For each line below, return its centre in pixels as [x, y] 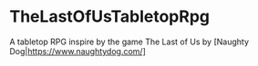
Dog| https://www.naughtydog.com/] [77, 51]
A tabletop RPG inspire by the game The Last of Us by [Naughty [129, 42]
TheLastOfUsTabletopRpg [109, 17]
